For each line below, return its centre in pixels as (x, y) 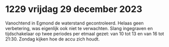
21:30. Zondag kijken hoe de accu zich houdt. (52, 39)
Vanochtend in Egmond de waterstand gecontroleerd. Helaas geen (74, 23)
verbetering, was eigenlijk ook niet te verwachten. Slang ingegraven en (79, 28)
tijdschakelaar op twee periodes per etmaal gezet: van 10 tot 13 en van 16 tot (85, 33)
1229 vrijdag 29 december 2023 (74, 9)
